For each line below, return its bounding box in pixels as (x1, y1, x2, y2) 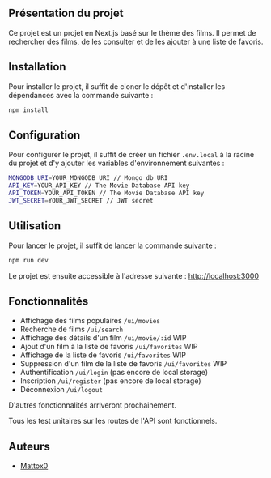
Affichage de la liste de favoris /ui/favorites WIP (19, 350, 186, 360)
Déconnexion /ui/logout (19, 385, 104, 395)
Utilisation (8, 219, 61, 233)
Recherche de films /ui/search (19, 324, 124, 335)
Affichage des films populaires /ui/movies (19, 316, 160, 326)
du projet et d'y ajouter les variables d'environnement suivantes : (8, 158, 225, 169)
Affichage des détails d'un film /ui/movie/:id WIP (19, 333, 187, 343)
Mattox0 (19, 461, 49, 471)
